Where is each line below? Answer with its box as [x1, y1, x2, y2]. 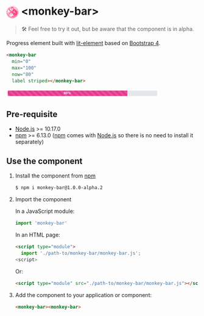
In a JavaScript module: [15, 207, 75, 215]
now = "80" [12, 71, 34, 77]
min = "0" [12, 59, 32, 65]
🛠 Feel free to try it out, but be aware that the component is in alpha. [21, 26, 194, 33]
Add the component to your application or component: [15, 291, 152, 298]
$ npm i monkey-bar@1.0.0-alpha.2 [15, 185, 103, 191]
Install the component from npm [15, 172, 96, 179]
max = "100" [12, 65, 37, 71]
